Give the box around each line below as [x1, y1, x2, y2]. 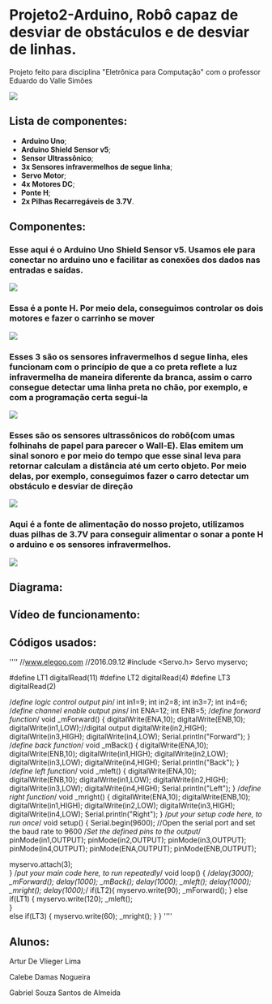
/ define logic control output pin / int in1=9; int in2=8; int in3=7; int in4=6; [9, 697, 248, 707]
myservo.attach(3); [9, 860, 74, 869]
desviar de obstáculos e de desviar [9, 23, 250, 41]
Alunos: [9, 935, 50, 949]
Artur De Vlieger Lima [9, 956, 82, 967]
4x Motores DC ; [20, 179, 75, 188]
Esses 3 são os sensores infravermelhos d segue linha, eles [9, 351, 249, 362]
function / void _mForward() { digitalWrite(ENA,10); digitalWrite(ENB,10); [9, 714, 246, 724]
